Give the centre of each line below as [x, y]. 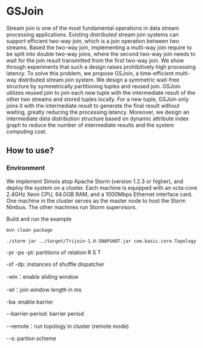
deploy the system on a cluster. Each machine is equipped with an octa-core [102, 187]
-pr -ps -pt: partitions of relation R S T [54, 252]
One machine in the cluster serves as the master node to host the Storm [96, 200]
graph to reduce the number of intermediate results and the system [90, 125]
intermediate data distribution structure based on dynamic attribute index [98, 118]
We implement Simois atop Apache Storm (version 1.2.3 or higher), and [95, 181]
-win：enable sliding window [42, 277]
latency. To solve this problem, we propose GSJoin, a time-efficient [90, 73]
